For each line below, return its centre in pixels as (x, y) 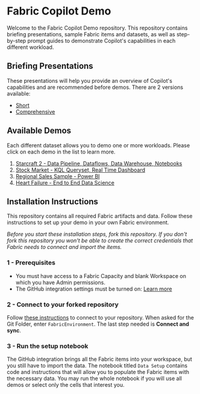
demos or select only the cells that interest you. (66, 385)
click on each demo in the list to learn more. (61, 152)
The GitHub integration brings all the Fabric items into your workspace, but (99, 359)
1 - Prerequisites (31, 263)
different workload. (30, 47)
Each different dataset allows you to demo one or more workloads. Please (98, 145)
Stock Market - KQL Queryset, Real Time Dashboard (80, 170)
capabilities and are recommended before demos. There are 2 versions (95, 87)
